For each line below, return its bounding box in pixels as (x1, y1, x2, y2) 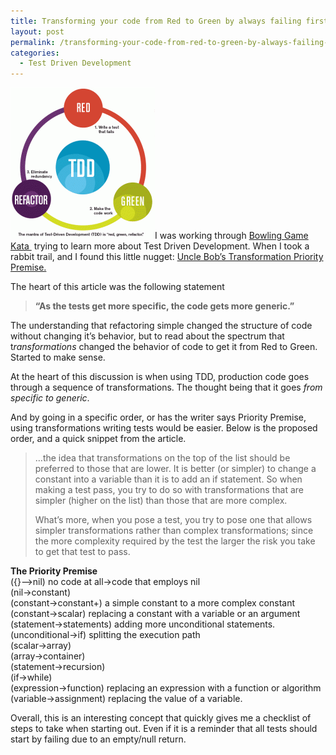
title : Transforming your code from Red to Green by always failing (10, 16, 302, 26)
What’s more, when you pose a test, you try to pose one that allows (34, 514, 313, 526)
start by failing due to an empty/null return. (10, 733, 187, 745)
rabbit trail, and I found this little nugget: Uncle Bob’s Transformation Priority (10, 251, 324, 263)
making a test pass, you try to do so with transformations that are (34, 484, 304, 496)
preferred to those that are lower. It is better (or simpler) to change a (34, 463, 317, 475)
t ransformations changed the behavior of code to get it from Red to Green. (10, 341, 318, 353)
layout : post (10, 26, 65, 37)
